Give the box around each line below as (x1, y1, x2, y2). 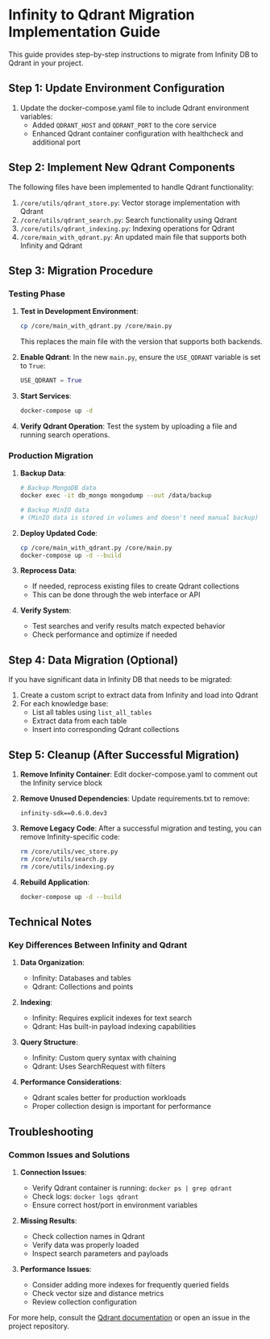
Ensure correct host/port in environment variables (31, 1200, 198, 1210)
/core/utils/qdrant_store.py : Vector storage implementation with (19, 198, 240, 207)
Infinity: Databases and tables (31, 973, 131, 983)
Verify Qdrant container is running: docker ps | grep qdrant (31, 1182, 232, 1192)
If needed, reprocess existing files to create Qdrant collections (31, 581, 239, 591)
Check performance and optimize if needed (31, 630, 177, 639)
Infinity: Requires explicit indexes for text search (31, 1013, 192, 1023)
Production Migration (8, 450, 94, 461)
